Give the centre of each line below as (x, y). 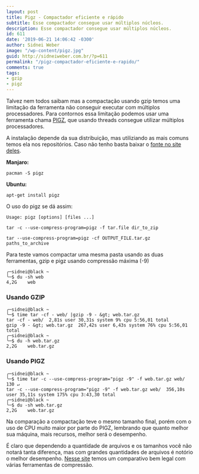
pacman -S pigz (25, 173)
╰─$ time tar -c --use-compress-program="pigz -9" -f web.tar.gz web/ (96, 379)
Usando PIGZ (26, 361)
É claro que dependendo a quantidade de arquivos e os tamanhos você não (99, 445)
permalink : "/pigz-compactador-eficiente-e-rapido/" (73, 62)
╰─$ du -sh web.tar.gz (34, 405)
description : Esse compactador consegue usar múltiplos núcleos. (89, 28)
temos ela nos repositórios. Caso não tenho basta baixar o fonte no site (94, 144)
